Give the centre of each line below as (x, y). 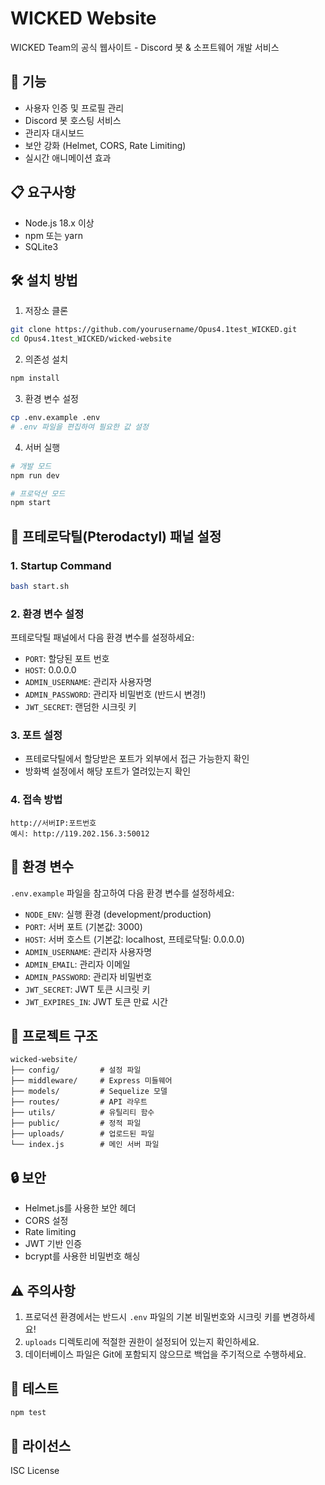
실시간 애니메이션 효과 (68, 158)
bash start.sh (40, 586)
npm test (28, 1412)
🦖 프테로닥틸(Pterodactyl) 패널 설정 (116, 536)
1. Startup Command (61, 565)
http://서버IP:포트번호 (53, 823)
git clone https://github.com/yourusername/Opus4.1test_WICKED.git (154, 330)
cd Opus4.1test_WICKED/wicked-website (91, 339)
